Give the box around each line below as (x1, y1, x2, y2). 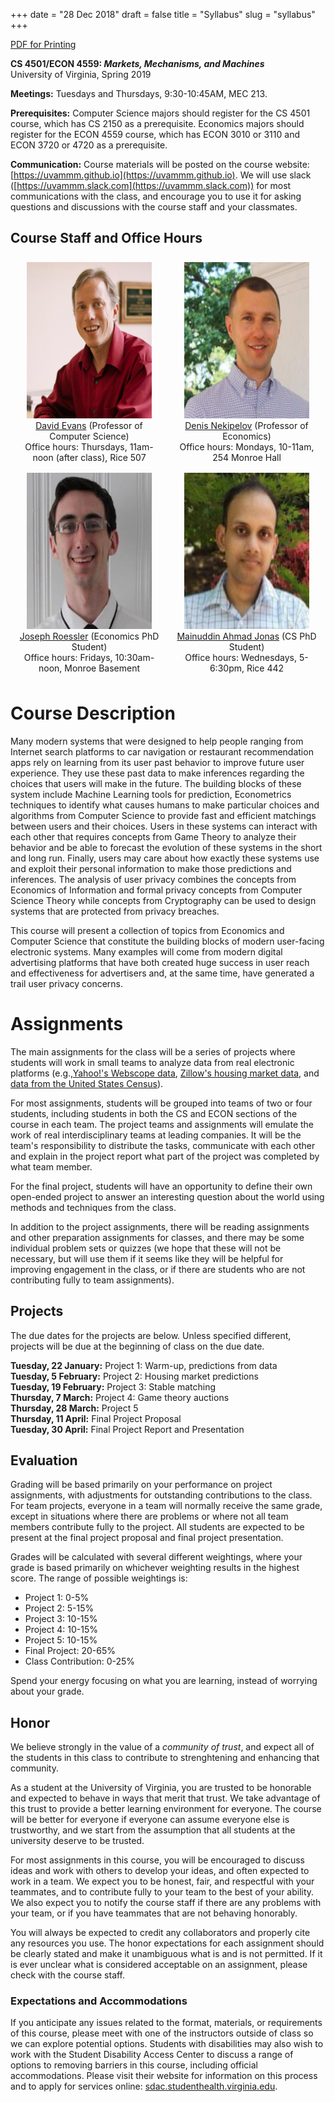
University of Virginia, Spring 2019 (10, 69, 152, 80)
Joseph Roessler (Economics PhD (19, 630, 160, 642)
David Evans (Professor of (35, 419, 143, 431)
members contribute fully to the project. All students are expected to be (10, 1521, 305, 1533)
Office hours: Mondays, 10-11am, (179, 440, 315, 453)
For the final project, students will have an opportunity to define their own (10, 1180, 313, 1192)
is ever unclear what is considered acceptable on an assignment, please (10, 1959, 308, 1971)
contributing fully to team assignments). (10, 1274, 175, 1286)
